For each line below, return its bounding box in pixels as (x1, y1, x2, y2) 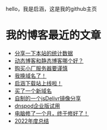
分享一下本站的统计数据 (14, 49, 73, 57)
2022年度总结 (14, 117, 50, 125)
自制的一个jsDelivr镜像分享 (14, 94, 81, 102)
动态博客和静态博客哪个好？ (14, 57, 84, 64)
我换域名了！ (14, 72, 47, 79)
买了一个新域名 (14, 87, 52, 94)
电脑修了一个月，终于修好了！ (14, 110, 89, 117)
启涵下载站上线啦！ (14, 79, 63, 87)
